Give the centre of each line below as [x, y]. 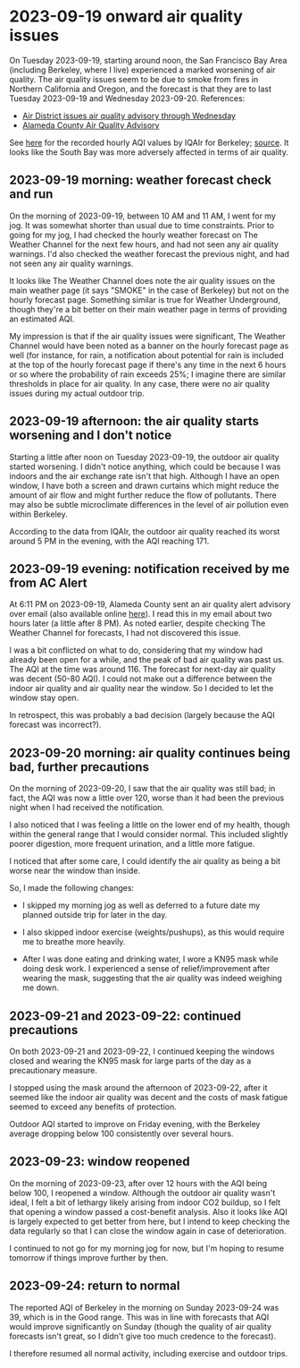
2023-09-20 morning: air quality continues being [150, 752]
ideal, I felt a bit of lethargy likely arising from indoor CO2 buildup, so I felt [145, 1202]
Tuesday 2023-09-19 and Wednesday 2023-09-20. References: [127, 98]
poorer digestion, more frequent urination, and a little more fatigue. [132, 844]
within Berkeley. [39, 514]
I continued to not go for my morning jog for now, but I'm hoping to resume [146, 1248]
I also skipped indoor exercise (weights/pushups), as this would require [153, 932]
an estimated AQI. [42, 319]
